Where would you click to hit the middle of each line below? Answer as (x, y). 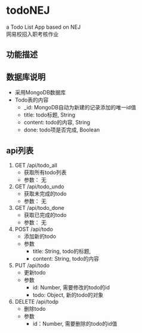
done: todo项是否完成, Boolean (62, 130)
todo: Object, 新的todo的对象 (68, 295)
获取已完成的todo (45, 215)
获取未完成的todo (45, 193)
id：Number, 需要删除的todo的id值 (75, 323)
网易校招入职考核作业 (32, 34)
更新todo (35, 272)
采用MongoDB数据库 (40, 93)
